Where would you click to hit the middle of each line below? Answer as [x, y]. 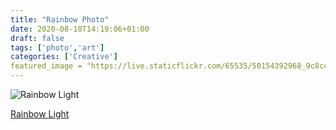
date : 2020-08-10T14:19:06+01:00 [80, 29]
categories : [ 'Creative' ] [64, 57]
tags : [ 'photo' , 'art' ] [57, 47]
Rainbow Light [40, 114]
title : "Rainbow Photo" [60, 19]
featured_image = [46, 66]
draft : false [37, 38]
